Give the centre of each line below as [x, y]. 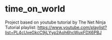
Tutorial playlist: [21, 27]
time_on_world [35, 9]
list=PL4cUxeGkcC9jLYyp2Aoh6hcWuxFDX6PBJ [53, 32]
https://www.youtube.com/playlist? [72, 27]
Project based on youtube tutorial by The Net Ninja [56, 22]
